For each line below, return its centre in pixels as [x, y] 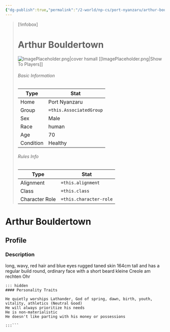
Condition [32, 143]
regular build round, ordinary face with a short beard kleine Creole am [78, 271]
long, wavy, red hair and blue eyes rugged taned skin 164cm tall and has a [82, 265]
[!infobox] [28, 24]
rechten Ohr [18, 276]
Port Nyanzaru [66, 102]
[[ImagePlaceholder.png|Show [130, 59]
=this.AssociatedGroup [76, 110]
